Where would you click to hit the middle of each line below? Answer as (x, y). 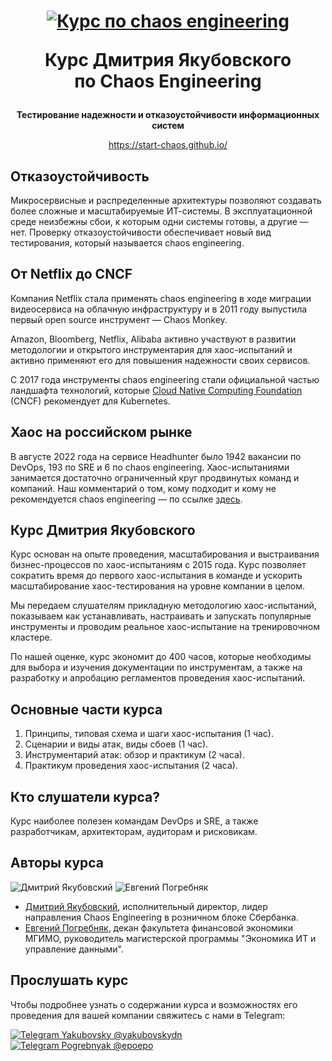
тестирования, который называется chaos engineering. (127, 243)
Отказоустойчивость (80, 176)
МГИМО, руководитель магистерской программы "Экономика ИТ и (170, 938)
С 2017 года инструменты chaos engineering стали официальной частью (165, 379)
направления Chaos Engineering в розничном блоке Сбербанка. (161, 917)
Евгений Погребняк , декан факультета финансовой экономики (158, 927)
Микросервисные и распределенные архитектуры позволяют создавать (166, 200)
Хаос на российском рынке (101, 432)
